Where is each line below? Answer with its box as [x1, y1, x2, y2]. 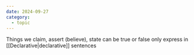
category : [6, 14, 31, 20]
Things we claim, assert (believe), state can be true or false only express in [6, 36, 189, 43]
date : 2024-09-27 [6, 8, 49, 15]
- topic [11, 20, 31, 25]
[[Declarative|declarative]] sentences [6, 42, 97, 49]
